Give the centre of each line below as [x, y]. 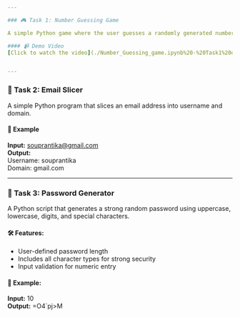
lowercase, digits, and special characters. [69, 216]
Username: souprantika [42, 160]
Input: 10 [21, 298]
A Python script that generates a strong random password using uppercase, [119, 209]
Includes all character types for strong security [86, 259]
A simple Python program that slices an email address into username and [115, 105]
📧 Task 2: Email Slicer [45, 90]
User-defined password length [63, 251]
